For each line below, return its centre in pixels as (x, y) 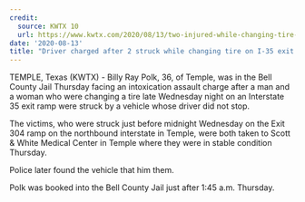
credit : (24, 18)
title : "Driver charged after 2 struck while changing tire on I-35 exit (152, 52)
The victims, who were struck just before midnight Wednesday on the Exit (148, 124)
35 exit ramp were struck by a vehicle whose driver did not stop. (130, 106)
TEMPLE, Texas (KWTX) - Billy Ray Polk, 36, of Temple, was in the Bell (141, 77)
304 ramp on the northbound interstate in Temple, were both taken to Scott (150, 133)
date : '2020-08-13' (46, 43)
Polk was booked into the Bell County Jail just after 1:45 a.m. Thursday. (142, 188)
